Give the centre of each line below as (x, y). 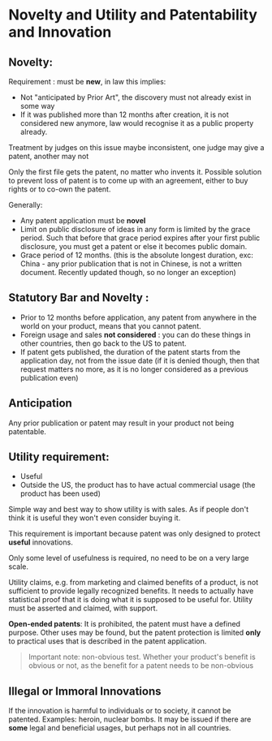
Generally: (26, 205)
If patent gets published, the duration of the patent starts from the (130, 351)
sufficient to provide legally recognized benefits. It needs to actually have (131, 591)
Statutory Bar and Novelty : (79, 298)
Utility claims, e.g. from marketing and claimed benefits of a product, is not (133, 583)
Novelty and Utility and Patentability (133, 15)
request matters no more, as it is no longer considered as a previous (134, 369)
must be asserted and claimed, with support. (83, 608)
